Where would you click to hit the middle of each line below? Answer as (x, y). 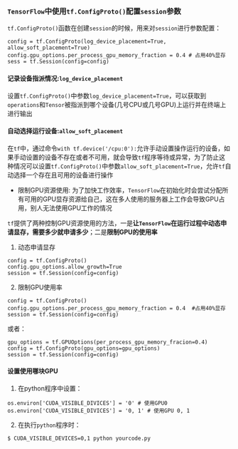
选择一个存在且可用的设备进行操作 (63, 175)
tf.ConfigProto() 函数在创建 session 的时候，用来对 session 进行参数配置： (114, 28)
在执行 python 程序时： (49, 425)
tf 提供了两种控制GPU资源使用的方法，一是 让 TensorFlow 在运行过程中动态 (114, 223)
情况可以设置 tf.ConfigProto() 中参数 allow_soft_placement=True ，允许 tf (119, 166)
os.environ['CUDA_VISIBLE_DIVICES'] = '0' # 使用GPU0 (88, 403)
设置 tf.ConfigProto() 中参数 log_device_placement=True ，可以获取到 (107, 96)
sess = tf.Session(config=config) (59, 62)
